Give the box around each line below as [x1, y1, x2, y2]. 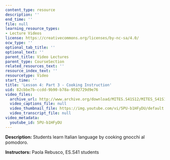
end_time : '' [5, 17, 33, 22]
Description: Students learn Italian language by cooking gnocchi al [5, 134, 145, 140]
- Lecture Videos [5, 31, 42, 36]
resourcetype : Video [5, 73, 49, 78]
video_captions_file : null [10, 101, 67, 106]
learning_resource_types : [5, 26, 60, 31]
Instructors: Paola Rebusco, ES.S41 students [5, 149, 99, 155]
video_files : [5, 92, 33, 97]
